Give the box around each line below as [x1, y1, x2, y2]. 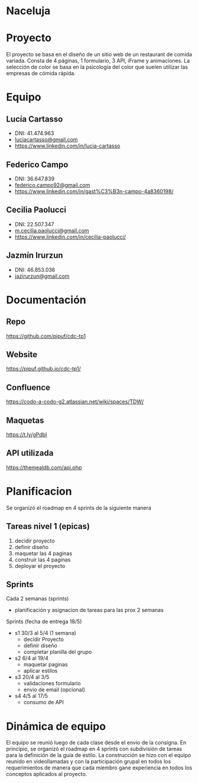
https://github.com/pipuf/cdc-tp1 [6, 332, 86, 339]
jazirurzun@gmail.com [14, 272, 70, 280]
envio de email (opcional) [23, 686, 86, 694]
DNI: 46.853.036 [14, 266, 56, 273]
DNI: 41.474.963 [14, 130, 54, 137]
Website [6, 349, 37, 360]
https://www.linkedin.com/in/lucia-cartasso [14, 142, 121, 149]
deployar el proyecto [14, 562, 66, 569]
